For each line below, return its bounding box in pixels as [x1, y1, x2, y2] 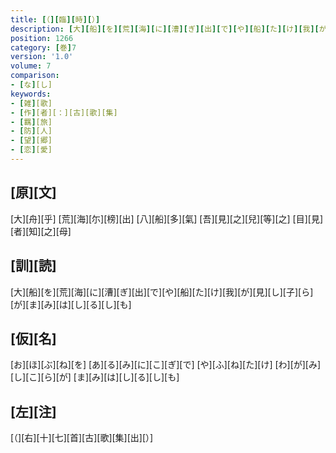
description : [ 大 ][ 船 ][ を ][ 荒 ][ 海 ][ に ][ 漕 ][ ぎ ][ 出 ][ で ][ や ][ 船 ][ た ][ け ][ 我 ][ [10, 24, 320, 34]
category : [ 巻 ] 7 [10, 42, 77, 53]
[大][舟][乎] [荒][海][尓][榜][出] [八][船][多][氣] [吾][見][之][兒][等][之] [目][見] [10, 212, 324, 225]
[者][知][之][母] [10, 225, 72, 237]
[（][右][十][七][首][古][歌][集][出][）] [10, 432, 154, 444]
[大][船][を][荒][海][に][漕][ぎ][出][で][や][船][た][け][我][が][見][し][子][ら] [10, 286, 314, 298]
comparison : [10, 71, 60, 81]
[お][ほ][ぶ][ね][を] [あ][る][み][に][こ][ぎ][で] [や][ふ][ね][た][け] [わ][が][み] [10, 359, 322, 371]
